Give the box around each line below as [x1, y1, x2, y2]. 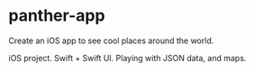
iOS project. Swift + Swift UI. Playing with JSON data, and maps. [8, 52, 247, 63]
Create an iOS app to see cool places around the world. [8, 35, 214, 46]
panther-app [8, 5, 105, 26]
